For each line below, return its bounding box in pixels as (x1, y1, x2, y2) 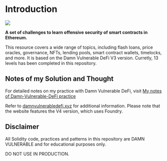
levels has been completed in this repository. (5, 60, 97, 66)
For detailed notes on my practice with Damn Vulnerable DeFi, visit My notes (5, 88, 162, 94)
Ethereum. (5, 34, 27, 40)
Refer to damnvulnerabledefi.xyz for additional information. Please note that (5, 103, 161, 109)
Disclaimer (5, 123, 39, 131)
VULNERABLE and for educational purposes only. (5, 141, 106, 147)
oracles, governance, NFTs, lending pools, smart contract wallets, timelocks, (5, 49, 162, 55)
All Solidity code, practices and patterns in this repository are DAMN (5, 136, 145, 142)
